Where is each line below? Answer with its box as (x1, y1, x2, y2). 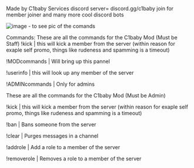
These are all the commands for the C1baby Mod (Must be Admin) (6, 92, 166, 99)
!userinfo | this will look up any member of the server (6, 69, 134, 76)
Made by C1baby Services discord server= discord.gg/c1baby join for (6, 5, 174, 12)
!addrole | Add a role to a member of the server (6, 144, 121, 150)
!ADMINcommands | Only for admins (6, 80, 95, 88)
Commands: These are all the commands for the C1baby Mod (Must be (6, 34, 178, 41)
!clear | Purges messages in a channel (6, 132, 99, 139)
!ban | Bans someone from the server (6, 121, 96, 128)
